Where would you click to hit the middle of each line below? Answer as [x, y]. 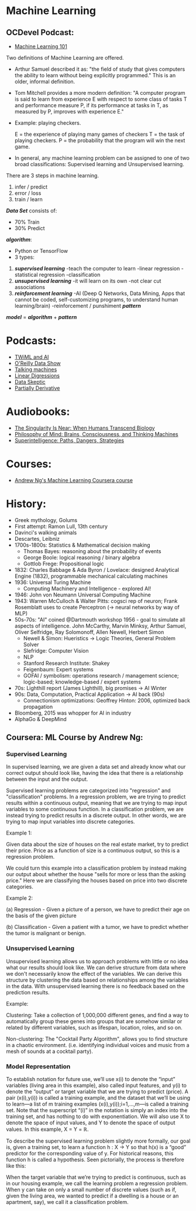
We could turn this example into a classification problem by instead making [97, 868]
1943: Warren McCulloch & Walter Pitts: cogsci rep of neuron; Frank [96, 601]
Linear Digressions [37, 375]
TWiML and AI [32, 357]
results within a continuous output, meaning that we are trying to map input [97, 803]
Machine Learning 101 [41, 46]
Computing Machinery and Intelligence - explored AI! [87, 588]
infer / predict [31, 187]
